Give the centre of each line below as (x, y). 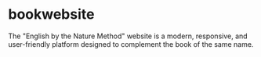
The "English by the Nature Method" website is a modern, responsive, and (128, 36)
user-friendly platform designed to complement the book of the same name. (131, 44)
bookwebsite (51, 14)
